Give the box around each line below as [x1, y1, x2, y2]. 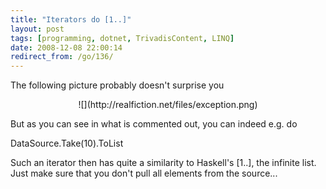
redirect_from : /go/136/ [10, 52, 114, 62]
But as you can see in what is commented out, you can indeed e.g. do [10, 118, 298, 130]
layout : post [10, 24, 65, 34]
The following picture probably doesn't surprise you [10, 79, 225, 91]
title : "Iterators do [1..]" [10, 14, 132, 25]
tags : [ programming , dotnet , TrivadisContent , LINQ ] [10, 33, 235, 43]
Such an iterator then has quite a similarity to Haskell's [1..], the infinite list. [10, 157, 317, 169]
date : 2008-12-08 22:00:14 [10, 42, 123, 53]
